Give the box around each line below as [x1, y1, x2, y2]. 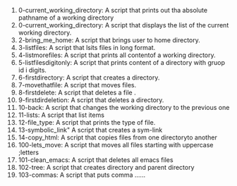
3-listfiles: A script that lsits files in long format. [18, 44, 156, 51]
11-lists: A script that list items [18, 111, 105, 119]
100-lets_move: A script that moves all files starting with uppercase [18, 141, 214, 149]
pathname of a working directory [18, 13, 114, 22]
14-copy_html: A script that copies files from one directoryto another [18, 133, 217, 142]
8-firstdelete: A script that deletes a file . [18, 88, 136, 97]
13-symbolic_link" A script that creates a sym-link [18, 126, 163, 134]
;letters [18, 148, 39, 156]
